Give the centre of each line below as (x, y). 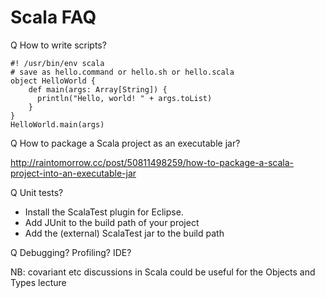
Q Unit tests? (37, 192)
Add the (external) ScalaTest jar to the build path (124, 233)
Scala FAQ (53, 17)
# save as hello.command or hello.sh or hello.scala (122, 72)
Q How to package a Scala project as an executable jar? (125, 143)
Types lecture (38, 282)
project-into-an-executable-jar (73, 173)
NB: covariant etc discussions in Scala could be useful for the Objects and (163, 272)
